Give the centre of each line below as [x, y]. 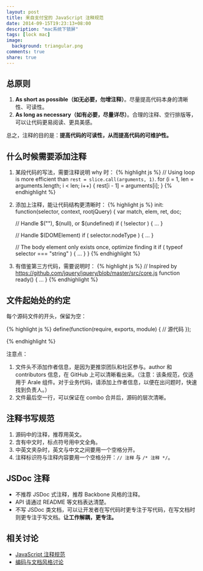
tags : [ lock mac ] [28, 35]
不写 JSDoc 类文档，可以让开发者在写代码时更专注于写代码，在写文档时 [105, 509]
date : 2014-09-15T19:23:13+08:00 [49, 23]
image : [15, 40]
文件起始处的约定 [38, 300]
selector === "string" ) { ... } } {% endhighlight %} [78, 253]
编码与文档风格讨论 [39, 562]
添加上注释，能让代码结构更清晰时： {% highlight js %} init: [89, 205]
